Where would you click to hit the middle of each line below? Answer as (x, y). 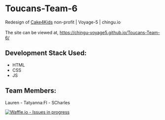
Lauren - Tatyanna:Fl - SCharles (38, 102)
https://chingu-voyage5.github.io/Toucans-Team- (110, 32)
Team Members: (31, 91)
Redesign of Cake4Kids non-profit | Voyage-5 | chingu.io (63, 22)
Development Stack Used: (46, 53)
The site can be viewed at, (32, 32)
